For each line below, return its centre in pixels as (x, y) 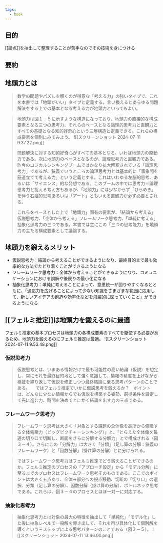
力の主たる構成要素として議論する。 (53, 231)
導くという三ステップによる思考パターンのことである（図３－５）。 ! (85, 529)
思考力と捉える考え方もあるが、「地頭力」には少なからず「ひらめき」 (86, 189)
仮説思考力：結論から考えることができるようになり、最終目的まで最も (82, 260)
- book (16, 14)
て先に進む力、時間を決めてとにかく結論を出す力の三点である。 (81, 400)
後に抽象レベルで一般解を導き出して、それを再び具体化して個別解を (90, 523)
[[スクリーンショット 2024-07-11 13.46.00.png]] (65, 536)
